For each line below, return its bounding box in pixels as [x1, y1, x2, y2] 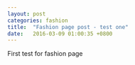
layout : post [7, 10, 46, 18]
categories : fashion [7, 17, 69, 24]
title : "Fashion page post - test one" [7, 23, 129, 30]
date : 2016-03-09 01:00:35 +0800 [7, 30, 113, 37]
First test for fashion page [7, 49, 83, 58]
